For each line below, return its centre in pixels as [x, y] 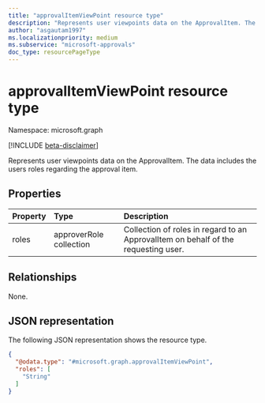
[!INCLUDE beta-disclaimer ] [53, 145]
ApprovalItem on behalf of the [179, 239]
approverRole [79, 234]
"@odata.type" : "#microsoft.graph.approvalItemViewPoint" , [114, 362]
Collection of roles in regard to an [185, 229]
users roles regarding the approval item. [73, 169]
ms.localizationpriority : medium [63, 38]
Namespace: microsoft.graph [56, 130]
